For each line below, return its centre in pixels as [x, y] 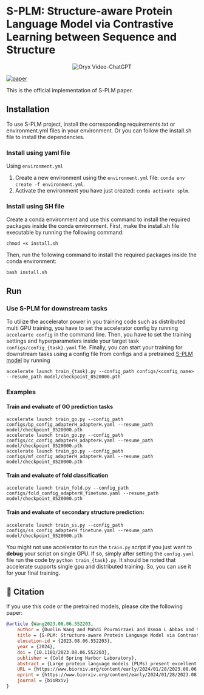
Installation [28, 110]
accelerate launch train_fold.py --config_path [68, 488]
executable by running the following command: [65, 233]
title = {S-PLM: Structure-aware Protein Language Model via [96, 635]
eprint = [28, 675]
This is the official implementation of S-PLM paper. [70, 90]
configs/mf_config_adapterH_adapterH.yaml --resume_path [80, 457]
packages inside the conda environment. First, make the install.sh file [93, 226]
